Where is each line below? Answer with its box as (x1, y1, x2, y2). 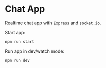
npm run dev (5, 58, 30, 63)
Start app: (5, 29, 26, 35)
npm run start (5, 39, 35, 44)
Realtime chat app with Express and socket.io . (5, 20, 101, 26)
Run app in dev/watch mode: (5, 48, 65, 54)
